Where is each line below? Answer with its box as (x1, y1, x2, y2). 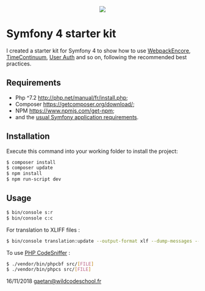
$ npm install (6, 171, 43, 177)
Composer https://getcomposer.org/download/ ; (15, 100, 135, 108)
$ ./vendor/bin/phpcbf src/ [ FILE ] (6, 260, 95, 267)
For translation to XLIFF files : (6, 226, 81, 234)
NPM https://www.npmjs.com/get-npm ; (15, 107, 115, 114)
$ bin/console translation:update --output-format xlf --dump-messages (6, 238, 192, 244)
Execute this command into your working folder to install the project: (6, 147, 178, 155)
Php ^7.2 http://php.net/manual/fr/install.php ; (15, 94, 128, 101)
